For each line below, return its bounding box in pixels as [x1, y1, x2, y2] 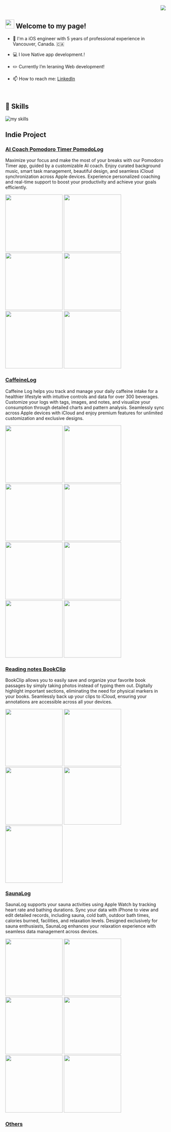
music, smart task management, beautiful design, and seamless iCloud [5, 168, 154, 174]
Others [5, 1121, 23, 1128]
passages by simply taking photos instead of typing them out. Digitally [5, 682, 153, 689]
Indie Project [5, 130, 47, 139]
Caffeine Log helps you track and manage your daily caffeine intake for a [5, 388, 158, 394]
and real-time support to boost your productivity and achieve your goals [5, 179, 157, 185]
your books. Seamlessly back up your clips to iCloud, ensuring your [5, 693, 147, 699]
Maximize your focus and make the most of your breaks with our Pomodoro [5, 157, 164, 164]
